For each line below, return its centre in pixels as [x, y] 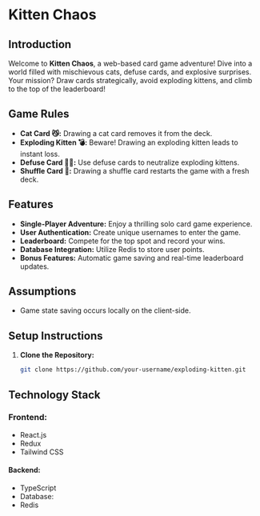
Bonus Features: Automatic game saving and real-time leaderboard [132, 258]
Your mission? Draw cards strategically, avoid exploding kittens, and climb [130, 80]
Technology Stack [54, 395]
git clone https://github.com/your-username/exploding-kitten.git [133, 370]
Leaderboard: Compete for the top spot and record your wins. [122, 241]
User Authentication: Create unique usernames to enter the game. [130, 232]
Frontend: [28, 418]
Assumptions [42, 292]
